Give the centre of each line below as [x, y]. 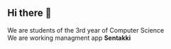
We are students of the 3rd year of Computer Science [86, 30]
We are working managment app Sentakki [69, 38]
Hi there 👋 [29, 13]
